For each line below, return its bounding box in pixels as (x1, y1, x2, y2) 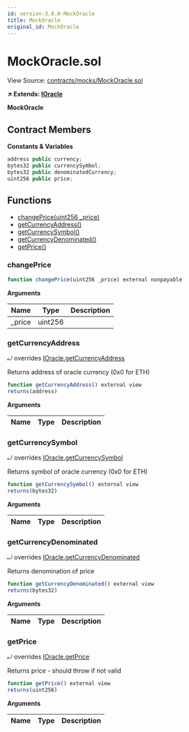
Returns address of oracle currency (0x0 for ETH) (7, 367, 150, 376)
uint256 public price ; (7, 175, 73, 182)
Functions (7, 195, 52, 207)
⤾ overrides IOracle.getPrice (7, 652, 90, 661)
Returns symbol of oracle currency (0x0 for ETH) (7, 467, 148, 476)
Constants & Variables (7, 142, 73, 151)
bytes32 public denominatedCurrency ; (7, 168, 117, 175)
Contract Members (7, 124, 91, 136)
